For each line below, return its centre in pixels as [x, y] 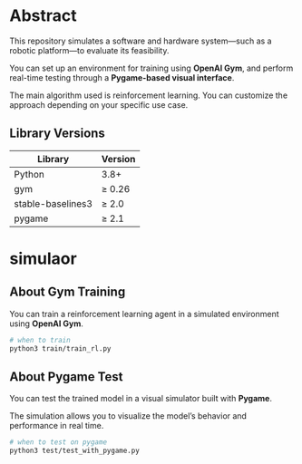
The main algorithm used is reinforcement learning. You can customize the [149, 95]
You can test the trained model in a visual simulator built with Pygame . [141, 399]
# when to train [40, 340]
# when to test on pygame [58, 442]
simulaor [43, 258]
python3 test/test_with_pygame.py [75, 451]
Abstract [43, 16]
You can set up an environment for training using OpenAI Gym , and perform [151, 68]
